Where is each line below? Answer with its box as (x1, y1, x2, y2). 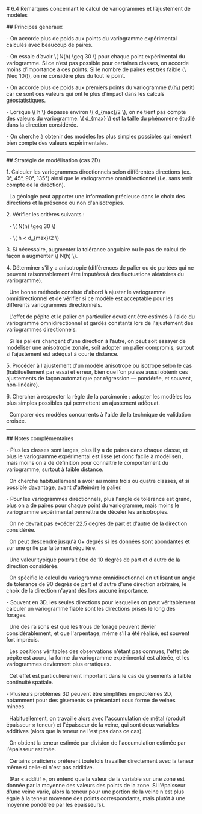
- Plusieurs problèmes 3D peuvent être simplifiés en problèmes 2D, (6, 690, 173, 697)
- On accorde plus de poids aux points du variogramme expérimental (6, 35, 177, 42)
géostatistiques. (6, 96, 46, 104)
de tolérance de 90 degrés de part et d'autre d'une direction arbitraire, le (6, 581, 187, 587)
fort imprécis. (6, 636, 40, 643)
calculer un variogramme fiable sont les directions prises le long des (6, 605, 176, 612)
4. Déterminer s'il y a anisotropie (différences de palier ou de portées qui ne (6, 264, 194, 271)
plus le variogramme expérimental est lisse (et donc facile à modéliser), (6, 453, 183, 460)
